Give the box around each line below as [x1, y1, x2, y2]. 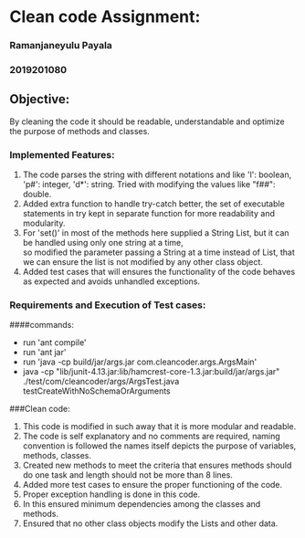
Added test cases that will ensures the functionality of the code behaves [22, 267, 296, 278]
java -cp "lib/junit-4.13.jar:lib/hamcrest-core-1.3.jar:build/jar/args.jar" [22, 366, 280, 377]
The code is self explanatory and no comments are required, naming [22, 431, 280, 442]
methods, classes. [22, 450, 92, 461]
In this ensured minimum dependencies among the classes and [22, 499, 261, 510]
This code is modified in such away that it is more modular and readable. [22, 421, 297, 432]
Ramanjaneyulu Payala [9, 39, 112, 52]
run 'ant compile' [22, 337, 87, 348]
